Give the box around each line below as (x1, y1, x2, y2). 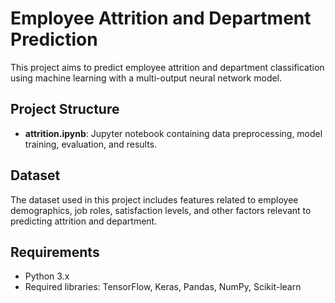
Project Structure (10, 101, 120, 118)
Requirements (10, 243, 100, 261)
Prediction (10, 28, 98, 51)
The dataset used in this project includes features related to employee (10, 193, 299, 206)
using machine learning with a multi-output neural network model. (10, 72, 283, 84)
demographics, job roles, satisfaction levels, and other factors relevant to (10, 204, 312, 216)
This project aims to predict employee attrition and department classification (10, 61, 325, 73)
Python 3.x (24, 270, 70, 282)
